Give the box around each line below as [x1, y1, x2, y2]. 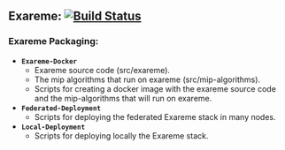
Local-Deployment [20, 123, 86, 131]
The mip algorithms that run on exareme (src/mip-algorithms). [34, 74, 261, 85]
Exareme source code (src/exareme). [34, 64, 170, 75]
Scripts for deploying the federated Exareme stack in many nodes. [34, 111, 276, 122]
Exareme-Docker [20, 56, 78, 66]
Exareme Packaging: [8, 35, 99, 48]
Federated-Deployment [20, 103, 101, 113]
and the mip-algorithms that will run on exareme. [34, 93, 212, 103]
